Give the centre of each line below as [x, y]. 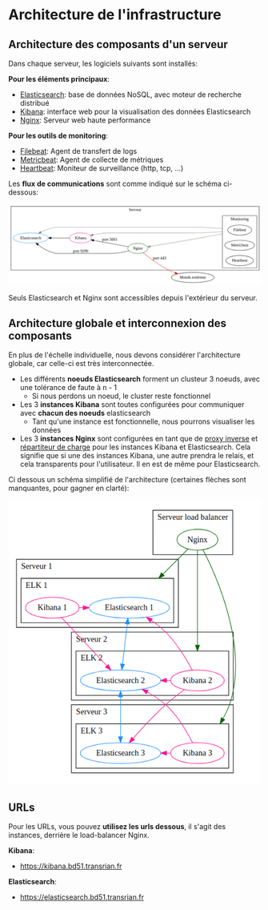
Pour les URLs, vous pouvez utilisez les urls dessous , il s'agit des [117, 826]
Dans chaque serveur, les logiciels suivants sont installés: [103, 63]
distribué [34, 103]
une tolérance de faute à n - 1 [68, 388]
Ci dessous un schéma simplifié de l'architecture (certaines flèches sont [127, 480]
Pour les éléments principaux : [59, 79]
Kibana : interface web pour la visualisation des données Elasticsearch [135, 111]
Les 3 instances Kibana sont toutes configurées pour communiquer [132, 405]
